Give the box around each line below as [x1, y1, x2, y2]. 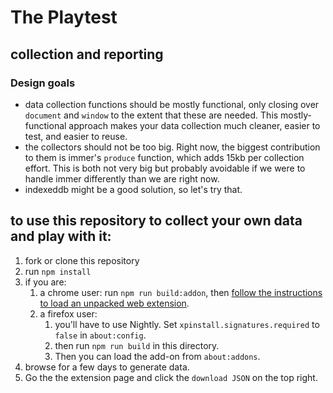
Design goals [10, 76, 76, 90]
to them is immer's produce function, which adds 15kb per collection [24, 151, 305, 163]
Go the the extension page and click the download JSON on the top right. [24, 371, 318, 383]
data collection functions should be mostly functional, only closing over [24, 98, 320, 110]
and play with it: [10, 228, 112, 245]
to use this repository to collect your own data [10, 212, 303, 230]
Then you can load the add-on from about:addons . [54, 350, 261, 362]
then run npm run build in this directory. [54, 339, 220, 351]
